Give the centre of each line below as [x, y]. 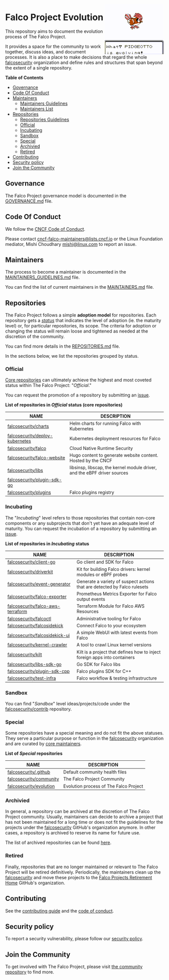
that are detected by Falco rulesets [112, 586]
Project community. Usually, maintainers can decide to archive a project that [84, 817]
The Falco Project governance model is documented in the [66, 195]
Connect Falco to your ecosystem [112, 625]
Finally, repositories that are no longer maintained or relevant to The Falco [82, 867]
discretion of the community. [35, 337]
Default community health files [95, 772]
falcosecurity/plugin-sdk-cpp [38, 671]
